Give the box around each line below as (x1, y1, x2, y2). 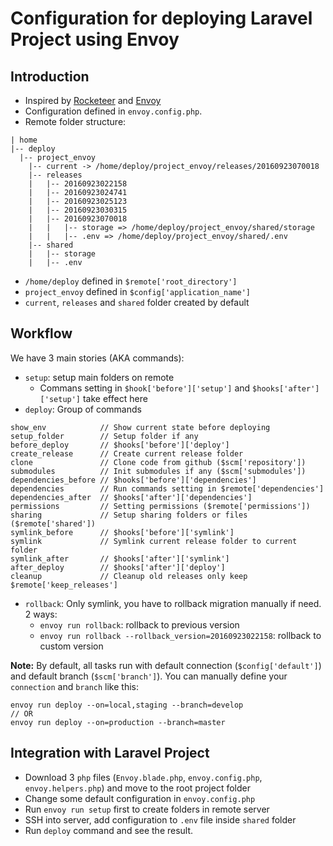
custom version (39, 640, 104, 652)
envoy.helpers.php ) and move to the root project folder (24, 782, 251, 794)
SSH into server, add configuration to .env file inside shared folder (24, 813, 297, 826)
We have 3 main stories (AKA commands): (10, 352, 185, 364)
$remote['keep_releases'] (10, 580, 118, 590)
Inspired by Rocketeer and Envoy (24, 95, 162, 106)
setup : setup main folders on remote (24, 371, 175, 383)
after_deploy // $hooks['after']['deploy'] (10, 562, 226, 572)
